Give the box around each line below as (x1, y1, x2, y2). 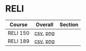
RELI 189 (8, 37, 30, 44)
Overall (36, 21, 54, 28)
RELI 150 (8, 29, 30, 36)
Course (10, 21, 28, 28)
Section (59, 21, 79, 28)
